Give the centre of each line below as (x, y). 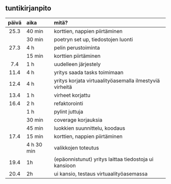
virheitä (63, 87)
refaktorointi (69, 103)
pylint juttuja (69, 112)
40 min (35, 31)
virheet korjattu (72, 95)
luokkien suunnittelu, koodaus (90, 128)
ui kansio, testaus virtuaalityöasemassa (101, 173)
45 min (35, 128)
